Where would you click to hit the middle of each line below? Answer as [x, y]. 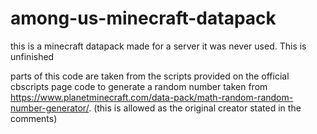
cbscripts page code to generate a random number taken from [139, 86]
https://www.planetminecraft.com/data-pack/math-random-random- [152, 97]
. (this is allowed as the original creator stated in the [195, 108]
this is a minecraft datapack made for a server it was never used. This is [158, 46]
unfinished [32, 56]
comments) [34, 118]
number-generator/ [50, 108]
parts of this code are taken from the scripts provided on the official [150, 76]
